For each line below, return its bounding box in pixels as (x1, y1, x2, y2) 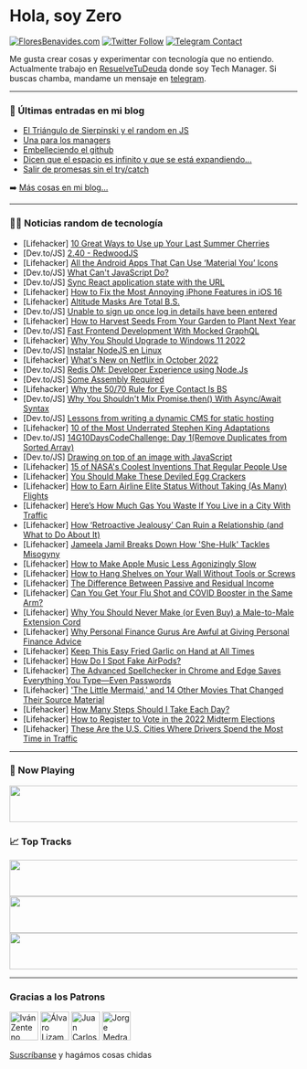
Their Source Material (22, 693, 105, 704)
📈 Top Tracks (9, 835, 72, 848)
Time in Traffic (22, 733, 78, 744)
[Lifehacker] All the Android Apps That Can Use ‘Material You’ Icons (22, 257, 279, 268)
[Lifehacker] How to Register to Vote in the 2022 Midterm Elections (22, 714, 276, 725)
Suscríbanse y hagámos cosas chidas (9, 1050, 153, 1061)
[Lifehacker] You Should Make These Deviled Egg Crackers (22, 471, 247, 482)
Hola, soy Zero (9, 5, 122, 26)
